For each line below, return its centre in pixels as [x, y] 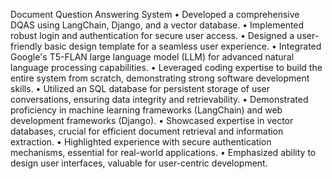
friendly [26, 46]
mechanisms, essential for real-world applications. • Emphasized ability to [163, 152]
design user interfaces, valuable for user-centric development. [139, 163]
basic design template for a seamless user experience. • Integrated [183, 46]
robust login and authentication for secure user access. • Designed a [152, 35]
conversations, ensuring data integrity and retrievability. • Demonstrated [159, 99]
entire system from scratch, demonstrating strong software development [160, 78]
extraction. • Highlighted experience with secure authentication [141, 142]
